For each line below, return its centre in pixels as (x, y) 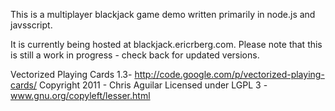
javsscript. (31, 25)
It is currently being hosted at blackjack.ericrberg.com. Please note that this (166, 44)
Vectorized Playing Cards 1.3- (71, 74)
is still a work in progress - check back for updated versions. (135, 55)
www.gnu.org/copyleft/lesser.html (80, 95)
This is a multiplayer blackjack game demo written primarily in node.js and (163, 14)
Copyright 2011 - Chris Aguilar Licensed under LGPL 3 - (153, 85)
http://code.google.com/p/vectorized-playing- (229, 74)
